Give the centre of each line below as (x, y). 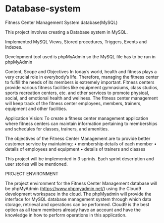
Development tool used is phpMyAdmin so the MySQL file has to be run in (81, 56)
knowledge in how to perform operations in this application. (66, 215)
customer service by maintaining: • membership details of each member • (81, 144)
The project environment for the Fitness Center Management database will (81, 183)
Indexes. (14, 47)
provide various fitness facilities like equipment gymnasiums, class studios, (82, 87)
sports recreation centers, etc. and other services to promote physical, (77, 93)
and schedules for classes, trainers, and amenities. (57, 129)
